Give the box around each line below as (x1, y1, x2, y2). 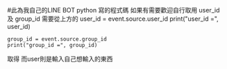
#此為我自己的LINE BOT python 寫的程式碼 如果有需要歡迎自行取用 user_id (7, 6, 220, 14)
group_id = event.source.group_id (7, 36, 108, 43)
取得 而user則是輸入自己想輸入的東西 (7, 55, 113, 63)
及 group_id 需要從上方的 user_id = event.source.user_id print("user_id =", (7, 14, 219, 23)
